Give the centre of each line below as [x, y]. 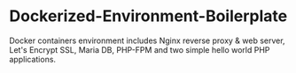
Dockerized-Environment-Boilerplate [148, 16]
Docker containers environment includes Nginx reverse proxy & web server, [147, 40]
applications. [32, 59]
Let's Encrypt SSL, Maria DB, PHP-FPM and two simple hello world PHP [140, 49]
